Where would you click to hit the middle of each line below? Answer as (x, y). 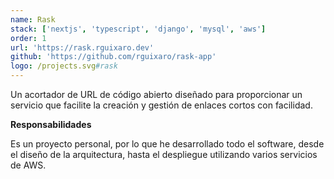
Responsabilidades (51, 124)
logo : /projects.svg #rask (64, 66)
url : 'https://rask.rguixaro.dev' (82, 47)
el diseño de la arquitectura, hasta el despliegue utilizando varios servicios (164, 154)
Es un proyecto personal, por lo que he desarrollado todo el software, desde (167, 144)
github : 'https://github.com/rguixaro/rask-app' (113, 57)
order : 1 (28, 38)
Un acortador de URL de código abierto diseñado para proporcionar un (156, 94)
